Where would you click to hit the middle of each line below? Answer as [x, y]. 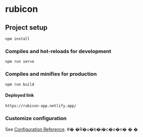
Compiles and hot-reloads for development [58, 51]
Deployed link [20, 95]
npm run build [20, 84]
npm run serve [20, 62]
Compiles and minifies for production [51, 74]
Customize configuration [36, 118]
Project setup [27, 28]
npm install [17, 39]
